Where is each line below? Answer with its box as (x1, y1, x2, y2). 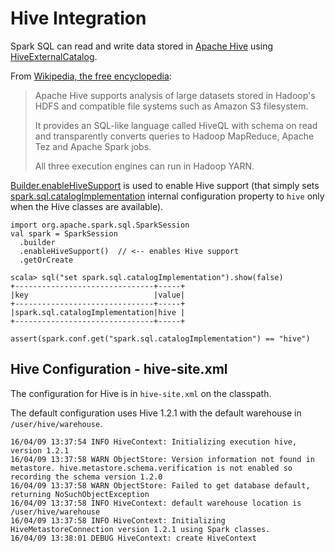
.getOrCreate (19, 255, 74, 265)
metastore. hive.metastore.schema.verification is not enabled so (10, 463, 293, 473)
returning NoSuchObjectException (10, 489, 150, 499)
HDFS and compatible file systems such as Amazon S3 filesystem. (34, 100, 309, 112)
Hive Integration (10, 7, 147, 30)
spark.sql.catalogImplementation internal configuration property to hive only (10, 190, 325, 202)
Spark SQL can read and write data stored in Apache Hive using (10, 40, 274, 52)
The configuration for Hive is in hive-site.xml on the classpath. (10, 387, 272, 399)
